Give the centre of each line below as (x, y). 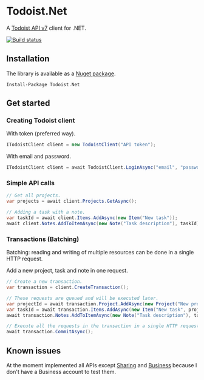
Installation (28, 59)
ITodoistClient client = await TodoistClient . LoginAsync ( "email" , (92, 168)
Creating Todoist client (41, 121)
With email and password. (39, 157)
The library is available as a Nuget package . (61, 73)
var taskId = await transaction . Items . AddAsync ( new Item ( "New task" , (96, 310)
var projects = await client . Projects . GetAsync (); (72, 202)
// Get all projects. (34, 195)
